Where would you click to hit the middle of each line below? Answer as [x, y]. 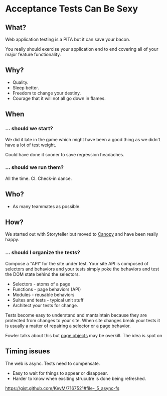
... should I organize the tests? [43, 253]
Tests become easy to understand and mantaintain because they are [76, 315]
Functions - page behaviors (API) [47, 289]
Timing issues [28, 352]
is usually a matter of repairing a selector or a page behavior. [68, 326]
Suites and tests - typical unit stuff [48, 300]
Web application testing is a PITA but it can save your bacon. [68, 39]
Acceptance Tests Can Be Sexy [72, 9]
